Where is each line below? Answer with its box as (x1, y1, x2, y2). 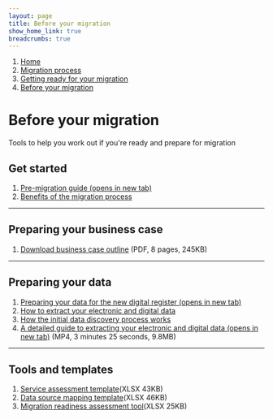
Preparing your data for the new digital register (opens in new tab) (19, 297, 242, 307)
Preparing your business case (8, 222, 164, 236)
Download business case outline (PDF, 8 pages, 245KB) (19, 244, 208, 254)
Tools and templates (8, 363, 114, 377)
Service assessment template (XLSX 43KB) (19, 384, 164, 394)
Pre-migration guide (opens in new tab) (19, 184, 153, 192)
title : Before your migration (8, 19, 111, 28)
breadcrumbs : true (8, 34, 71, 43)
